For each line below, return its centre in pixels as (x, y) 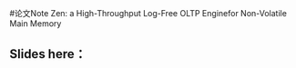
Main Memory (36, 24)
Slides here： (48, 54)
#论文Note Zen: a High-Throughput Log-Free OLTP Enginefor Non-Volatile (148, 13)
